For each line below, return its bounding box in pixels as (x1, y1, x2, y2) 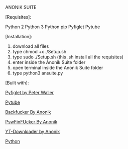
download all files (12, 43, 49, 49)
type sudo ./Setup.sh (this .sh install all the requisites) (12, 54, 124, 60)
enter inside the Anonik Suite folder (12, 59, 86, 65)
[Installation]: (5, 34, 33, 39)
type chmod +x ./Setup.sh (12, 49, 67, 54)
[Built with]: (5, 80, 29, 86)
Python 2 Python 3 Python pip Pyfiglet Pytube (5, 24, 100, 30)
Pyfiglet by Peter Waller (5, 90, 54, 95)
